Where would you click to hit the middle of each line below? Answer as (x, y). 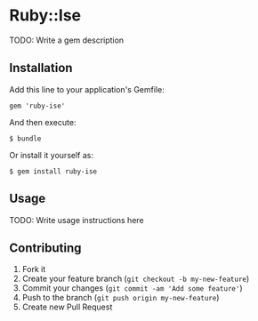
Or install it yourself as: (51, 155)
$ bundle (25, 139)
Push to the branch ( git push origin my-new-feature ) (121, 298)
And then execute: (43, 122)
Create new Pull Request (67, 307)
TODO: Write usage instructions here (77, 220)
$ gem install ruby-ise (53, 171)
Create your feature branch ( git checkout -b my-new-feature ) (136, 279)
